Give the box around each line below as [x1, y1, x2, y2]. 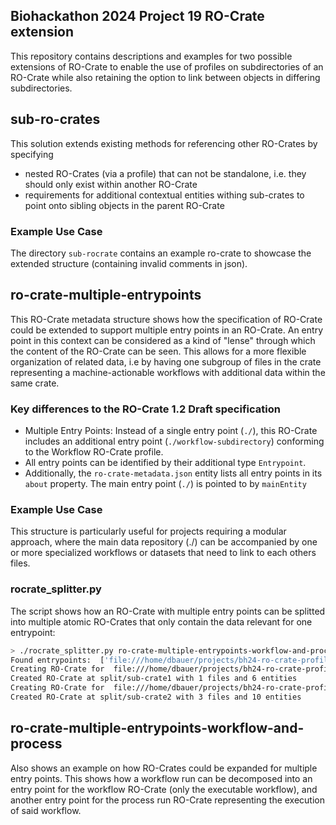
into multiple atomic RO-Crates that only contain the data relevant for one [10, 615, 313, 628]
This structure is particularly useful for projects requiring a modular [10, 525, 287, 538]
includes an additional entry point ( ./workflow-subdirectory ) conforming [24, 435, 325, 448]
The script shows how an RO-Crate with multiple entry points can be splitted [10, 605, 326, 617]
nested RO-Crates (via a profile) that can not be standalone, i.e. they [24, 167, 307, 179]
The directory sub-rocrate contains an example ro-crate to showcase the [10, 247, 312, 259]
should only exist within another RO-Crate [24, 178, 198, 190]
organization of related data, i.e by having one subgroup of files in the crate [10, 355, 322, 368]
